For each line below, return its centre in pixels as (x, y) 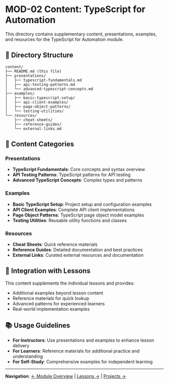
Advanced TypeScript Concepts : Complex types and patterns (77, 180)
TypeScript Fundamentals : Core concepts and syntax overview (79, 170)
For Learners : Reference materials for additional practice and (76, 351)
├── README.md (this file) (33, 71)
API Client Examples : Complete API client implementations (73, 209)
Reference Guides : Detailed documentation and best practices (77, 250)
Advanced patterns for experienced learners (59, 303)
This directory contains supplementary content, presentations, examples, (81, 34)
